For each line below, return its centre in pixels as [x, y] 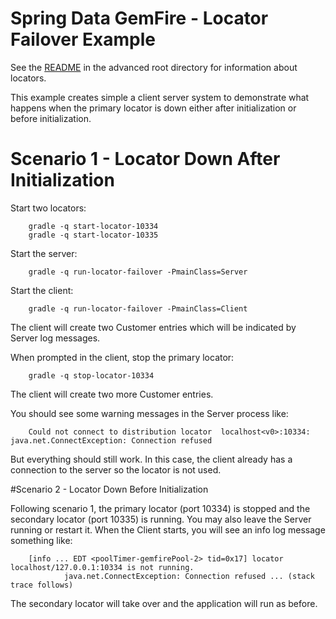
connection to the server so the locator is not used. [116, 469]
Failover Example [83, 39]
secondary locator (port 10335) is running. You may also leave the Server [161, 519]
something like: [41, 540]
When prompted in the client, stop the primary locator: [122, 357]
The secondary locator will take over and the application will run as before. [164, 603]
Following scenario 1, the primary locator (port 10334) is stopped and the [160, 508]
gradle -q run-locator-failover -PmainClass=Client [138, 308]
